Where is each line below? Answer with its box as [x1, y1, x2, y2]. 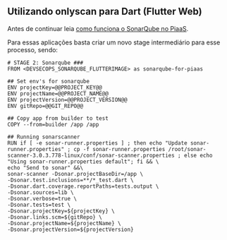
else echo [183, 152, 213, 159]
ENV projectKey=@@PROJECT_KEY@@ [7, 84, 102, 91]
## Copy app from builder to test [7, 114, 109, 122]
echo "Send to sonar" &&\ [7, 164, 83, 172]
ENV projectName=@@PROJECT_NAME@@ [7, 90, 109, 97]
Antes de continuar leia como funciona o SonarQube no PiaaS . [7, 24, 189, 32]
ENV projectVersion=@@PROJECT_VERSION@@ [7, 96, 128, 103]
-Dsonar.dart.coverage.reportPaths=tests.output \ [7, 183, 159, 190]
